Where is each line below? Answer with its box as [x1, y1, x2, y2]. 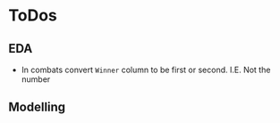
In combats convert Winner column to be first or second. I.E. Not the [21, 64, 271, 75]
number [21, 74, 51, 85]
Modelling [8, 100, 66, 115]
